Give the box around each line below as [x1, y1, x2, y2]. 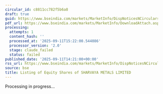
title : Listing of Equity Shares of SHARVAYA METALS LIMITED [5, 70, 131, 75]
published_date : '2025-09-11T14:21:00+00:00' [5, 57, 98, 62]
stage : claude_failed [9, 47, 53, 52]
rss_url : [5, 61, 23, 66]
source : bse [5, 66, 29, 71]
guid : [5, 16, 16, 21]
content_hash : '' [9, 34, 45, 39]
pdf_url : [5, 20, 23, 26]
